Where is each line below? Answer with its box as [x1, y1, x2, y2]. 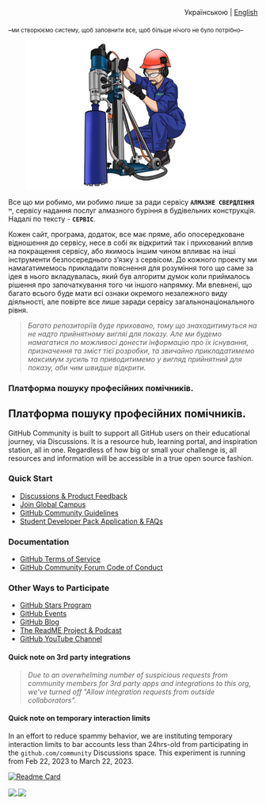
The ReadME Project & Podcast [19, 626, 122, 635]
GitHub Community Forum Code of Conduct [19, 563, 164, 573]
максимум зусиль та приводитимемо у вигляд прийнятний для [27, 354, 243, 364]
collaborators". [27, 695, 77, 705]
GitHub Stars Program [19, 600, 92, 610]
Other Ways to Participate [8, 583, 109, 594]
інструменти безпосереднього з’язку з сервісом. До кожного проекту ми [8, 255, 257, 264]
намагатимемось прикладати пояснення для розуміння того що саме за [8, 263, 254, 273]
